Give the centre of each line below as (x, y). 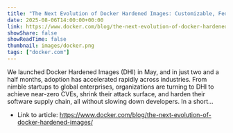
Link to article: (37, 114)
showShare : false (32, 33)
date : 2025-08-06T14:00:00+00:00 (55, 20)
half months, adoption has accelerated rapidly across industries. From (107, 79)
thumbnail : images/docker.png (51, 46)
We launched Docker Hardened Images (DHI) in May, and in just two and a (113, 72)
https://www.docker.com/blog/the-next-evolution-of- (135, 114)
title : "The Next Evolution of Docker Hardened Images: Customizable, (111, 14)
